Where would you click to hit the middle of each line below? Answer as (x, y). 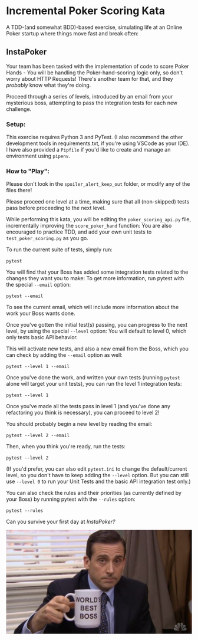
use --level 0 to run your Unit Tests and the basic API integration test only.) (98, 481)
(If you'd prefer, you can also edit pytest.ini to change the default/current (97, 469)
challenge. (19, 109)
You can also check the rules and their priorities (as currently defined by (94, 493)
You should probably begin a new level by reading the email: (79, 424)
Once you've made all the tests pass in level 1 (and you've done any (88, 406)
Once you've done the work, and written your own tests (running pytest (93, 378)
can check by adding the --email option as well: (64, 355)
